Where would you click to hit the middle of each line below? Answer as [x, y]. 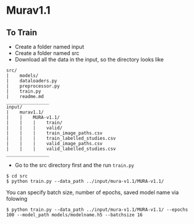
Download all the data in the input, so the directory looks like [89, 59]
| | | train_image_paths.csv [54, 133]
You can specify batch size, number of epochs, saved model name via [93, 192]
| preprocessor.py [33, 86]
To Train [22, 33]
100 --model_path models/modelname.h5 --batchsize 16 [75, 215]
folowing [17, 199]
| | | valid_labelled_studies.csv [61, 149]
